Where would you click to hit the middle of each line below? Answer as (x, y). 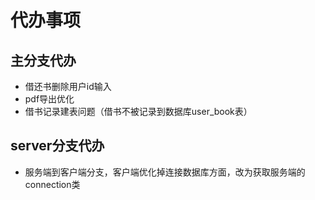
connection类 (52, 184)
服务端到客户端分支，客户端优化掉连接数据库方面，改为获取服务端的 (165, 172)
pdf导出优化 (49, 99)
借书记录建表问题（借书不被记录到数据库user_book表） (138, 111)
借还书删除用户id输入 (68, 86)
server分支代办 (57, 146)
